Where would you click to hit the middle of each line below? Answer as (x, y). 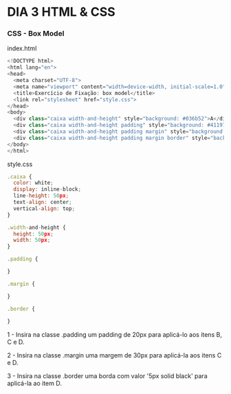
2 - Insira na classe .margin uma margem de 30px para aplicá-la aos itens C (114, 355)
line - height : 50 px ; (41, 196)
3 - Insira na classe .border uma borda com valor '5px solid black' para (107, 376)
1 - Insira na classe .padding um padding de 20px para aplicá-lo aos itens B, (114, 335)
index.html (22, 48)
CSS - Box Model (36, 34)
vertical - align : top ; (44, 208)
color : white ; (33, 183)
